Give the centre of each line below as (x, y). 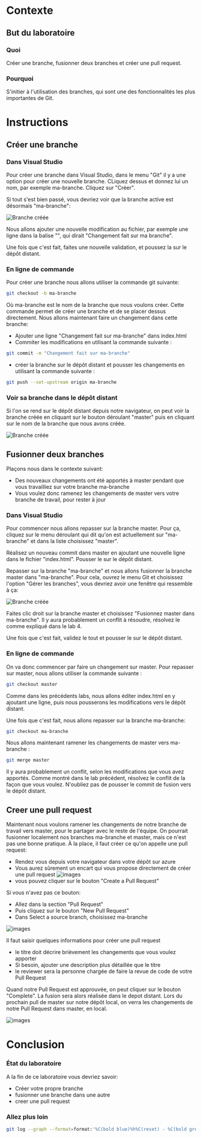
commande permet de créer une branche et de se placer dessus (86, 312)
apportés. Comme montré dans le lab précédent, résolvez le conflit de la (96, 778)
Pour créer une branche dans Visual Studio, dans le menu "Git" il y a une (96, 175)
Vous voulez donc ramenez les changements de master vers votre (97, 493)
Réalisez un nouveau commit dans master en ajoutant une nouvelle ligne (96, 553)
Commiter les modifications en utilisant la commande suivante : (93, 342)
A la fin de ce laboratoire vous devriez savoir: (62, 1077)
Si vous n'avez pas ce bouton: (44, 893)
